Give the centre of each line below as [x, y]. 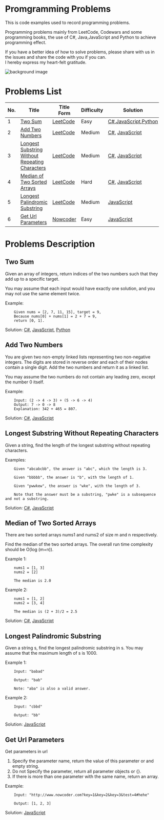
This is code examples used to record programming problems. [68, 22]
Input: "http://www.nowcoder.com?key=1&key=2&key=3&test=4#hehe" [82, 795]
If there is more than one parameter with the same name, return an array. [85, 776]
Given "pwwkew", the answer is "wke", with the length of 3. [77, 486]
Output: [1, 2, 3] [32, 803]
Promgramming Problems [58, 9]
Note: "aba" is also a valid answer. [52, 689]
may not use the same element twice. [43, 293]
